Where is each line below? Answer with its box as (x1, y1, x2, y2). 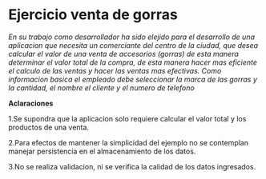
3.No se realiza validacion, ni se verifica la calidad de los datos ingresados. (8, 161, 256, 171)
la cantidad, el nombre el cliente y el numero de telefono (8, 82, 195, 93)
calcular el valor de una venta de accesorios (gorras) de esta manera (8, 49, 239, 58)
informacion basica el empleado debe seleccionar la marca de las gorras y (8, 74, 258, 84)
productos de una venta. (8, 122, 90, 132)
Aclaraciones (8, 98, 54, 108)
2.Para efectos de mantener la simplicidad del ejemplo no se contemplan (8, 137, 248, 147)
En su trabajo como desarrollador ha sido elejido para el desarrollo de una (8, 32, 255, 42)
